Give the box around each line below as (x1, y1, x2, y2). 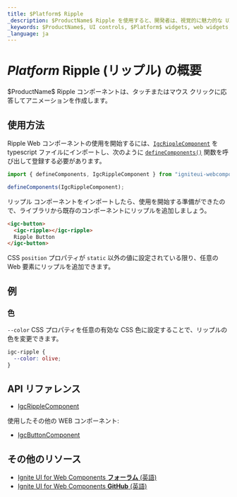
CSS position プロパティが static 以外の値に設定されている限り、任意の (7, 254, 219, 262)
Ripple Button (13, 233, 55, 240)
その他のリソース (7, 453, 81, 465)
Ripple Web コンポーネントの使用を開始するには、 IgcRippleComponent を (7, 139, 219, 147)
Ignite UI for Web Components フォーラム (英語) (17, 473, 157, 481)
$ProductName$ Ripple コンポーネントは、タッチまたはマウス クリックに (7, 88, 221, 96)
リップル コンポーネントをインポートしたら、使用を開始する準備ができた (7, 197, 219, 206)
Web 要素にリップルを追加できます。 (7, 262, 115, 271)
